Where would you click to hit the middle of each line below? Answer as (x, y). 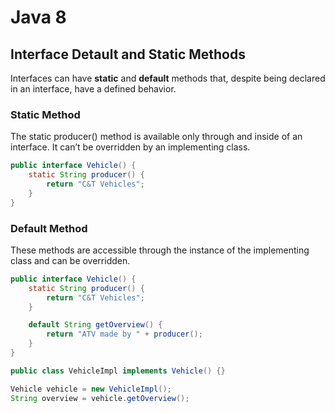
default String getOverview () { (95, 325)
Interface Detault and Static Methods (128, 54)
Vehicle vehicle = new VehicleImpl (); (91, 389)
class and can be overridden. (70, 260)
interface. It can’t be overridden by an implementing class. (130, 147)
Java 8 (38, 17)
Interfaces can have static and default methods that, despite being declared (168, 78)
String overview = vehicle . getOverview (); (100, 398)
